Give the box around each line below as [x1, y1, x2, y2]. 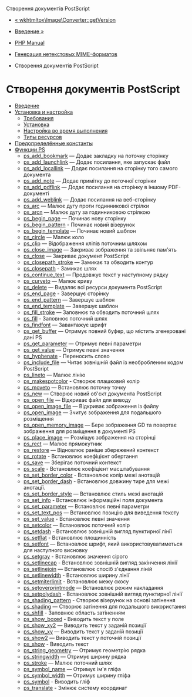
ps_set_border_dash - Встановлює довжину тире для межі [23, 477, 169, 485]
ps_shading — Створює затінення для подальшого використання [23, 603, 186, 610]
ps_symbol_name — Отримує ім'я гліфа [23, 665, 122, 672]
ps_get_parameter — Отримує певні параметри [23, 340, 142, 347]
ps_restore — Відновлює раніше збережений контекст [23, 446, 160, 453]
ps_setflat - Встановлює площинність [23, 534, 117, 541]
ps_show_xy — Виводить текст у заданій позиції [23, 627, 143, 635]
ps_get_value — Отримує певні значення [23, 346, 124, 353]
